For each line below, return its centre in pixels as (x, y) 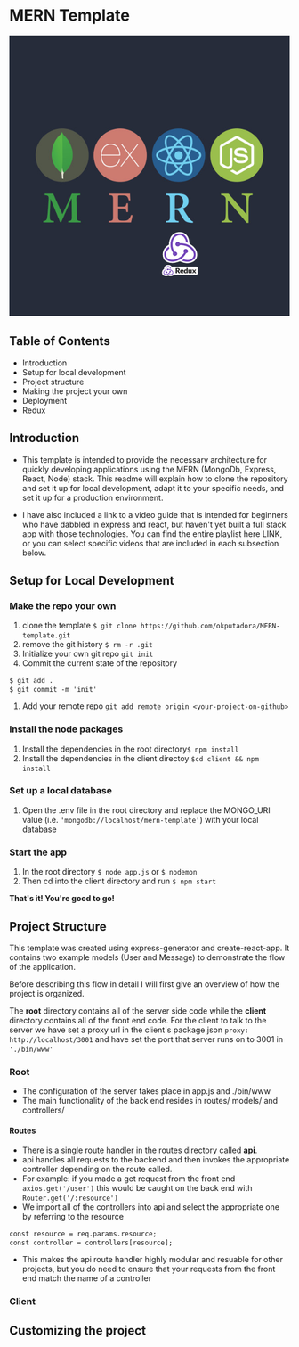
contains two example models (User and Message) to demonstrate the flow (147, 957)
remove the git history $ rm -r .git (87, 645)
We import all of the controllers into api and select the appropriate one (151, 1207)
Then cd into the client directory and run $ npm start (119, 881)
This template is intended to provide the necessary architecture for (145, 459)
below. (34, 553)
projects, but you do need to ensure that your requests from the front (149, 1269)
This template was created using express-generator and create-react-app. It (149, 948)
